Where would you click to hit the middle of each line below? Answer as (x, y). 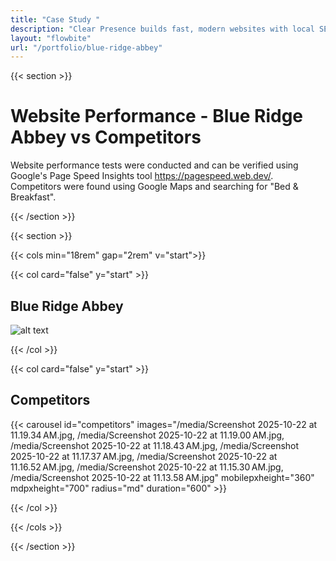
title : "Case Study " (55, 19)
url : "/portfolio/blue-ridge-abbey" (86, 47)
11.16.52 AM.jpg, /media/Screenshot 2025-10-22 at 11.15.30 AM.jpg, (147, 467)
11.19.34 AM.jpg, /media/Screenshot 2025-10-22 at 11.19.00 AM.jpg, (147, 435)
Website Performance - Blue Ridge (157, 116)
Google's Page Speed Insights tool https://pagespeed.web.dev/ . (142, 176)
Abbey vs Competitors (106, 137)
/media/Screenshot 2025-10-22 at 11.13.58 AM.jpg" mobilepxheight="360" (162, 477)
